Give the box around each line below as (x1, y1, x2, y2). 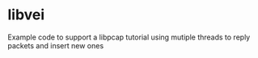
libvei (7, 6, 45, 24)
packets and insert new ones (7, 40, 104, 50)
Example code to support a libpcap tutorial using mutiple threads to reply (7, 32, 251, 42)
